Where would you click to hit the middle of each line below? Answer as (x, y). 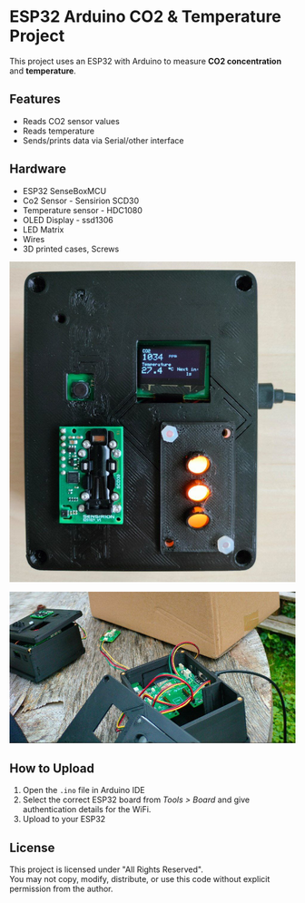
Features (35, 99)
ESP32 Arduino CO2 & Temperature (145, 17)
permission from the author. (61, 889)
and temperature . (43, 71)
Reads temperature (59, 131)
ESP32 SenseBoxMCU (64, 191)
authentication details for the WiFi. (87, 810)
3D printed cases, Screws (71, 249)
